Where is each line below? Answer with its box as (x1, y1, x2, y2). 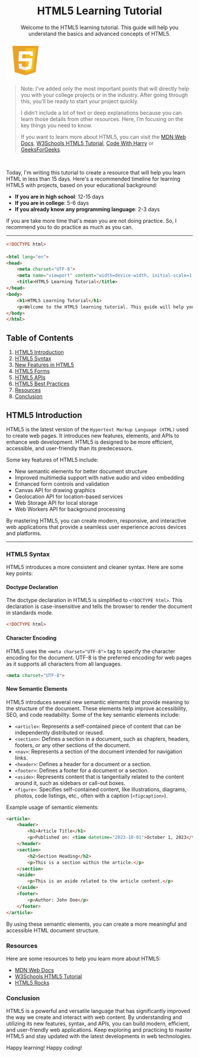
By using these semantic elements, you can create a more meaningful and (6, 920, 187, 928)
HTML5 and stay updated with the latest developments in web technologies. (6, 1033, 192, 1040)
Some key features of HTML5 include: (6, 456, 99, 463)
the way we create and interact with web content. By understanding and (6, 1014, 182, 1021)
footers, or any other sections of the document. (14, 741, 131, 749)
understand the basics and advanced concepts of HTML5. (28, 30, 171, 37)
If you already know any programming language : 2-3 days (14, 205, 160, 213)
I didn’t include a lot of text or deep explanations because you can (20, 109, 182, 116)
